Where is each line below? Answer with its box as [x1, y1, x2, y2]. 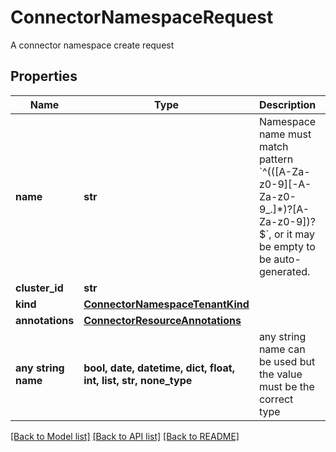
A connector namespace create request [10, 39, 175, 51]
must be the [258, 379, 315, 393]
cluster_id [15, 281, 64, 295]
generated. [258, 264, 311, 278]
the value [258, 367, 303, 381]
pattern [258, 152, 294, 166]
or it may [273, 227, 315, 241]
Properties [10, 68, 78, 85]
